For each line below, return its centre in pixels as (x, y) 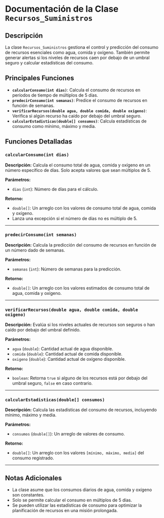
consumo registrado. (33, 458)
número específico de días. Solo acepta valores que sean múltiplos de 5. (78, 170)
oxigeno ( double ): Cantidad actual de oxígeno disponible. (69, 359)
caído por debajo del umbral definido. (43, 330)
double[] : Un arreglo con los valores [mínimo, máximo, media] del (78, 453)
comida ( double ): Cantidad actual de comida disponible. (67, 354)
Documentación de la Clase (62, 9)
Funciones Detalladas (39, 142)
